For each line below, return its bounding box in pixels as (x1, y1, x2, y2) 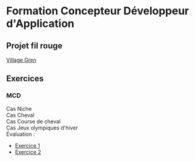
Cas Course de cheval (6, 117, 61, 125)
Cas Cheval (6, 112, 35, 119)
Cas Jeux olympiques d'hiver (6, 124, 78, 131)
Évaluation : (6, 130, 35, 138)
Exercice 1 (14, 142, 40, 149)
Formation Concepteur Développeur (6, 4, 190, 18)
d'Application (6, 17, 75, 30)
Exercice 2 (14, 148, 41, 156)
